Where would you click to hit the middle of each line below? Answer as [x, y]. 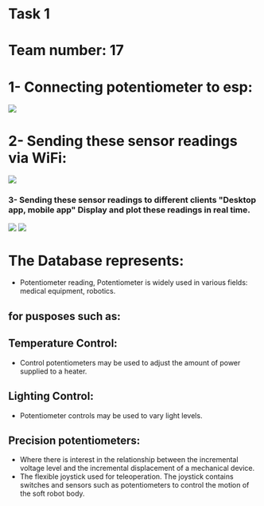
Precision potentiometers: [74, 440]
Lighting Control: [51, 396]
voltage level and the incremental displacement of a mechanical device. [137, 468]
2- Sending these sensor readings [123, 141]
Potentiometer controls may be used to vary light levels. [111, 415]
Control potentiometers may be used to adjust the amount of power [130, 362]
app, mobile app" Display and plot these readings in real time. [129, 210]
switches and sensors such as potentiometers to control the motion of [134, 485]
